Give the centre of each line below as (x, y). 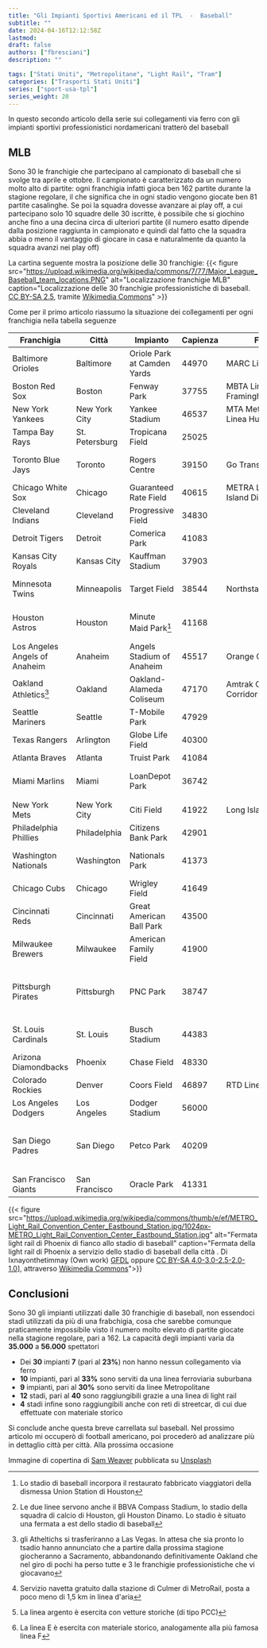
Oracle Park (152, 1184)
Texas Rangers (40, 740)
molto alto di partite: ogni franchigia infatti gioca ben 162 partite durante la (130, 188)
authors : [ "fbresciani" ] (49, 52)
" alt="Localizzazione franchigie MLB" (168, 280)
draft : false (30, 45)
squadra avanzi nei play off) (54, 248)
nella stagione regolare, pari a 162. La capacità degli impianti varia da (121, 1338)
